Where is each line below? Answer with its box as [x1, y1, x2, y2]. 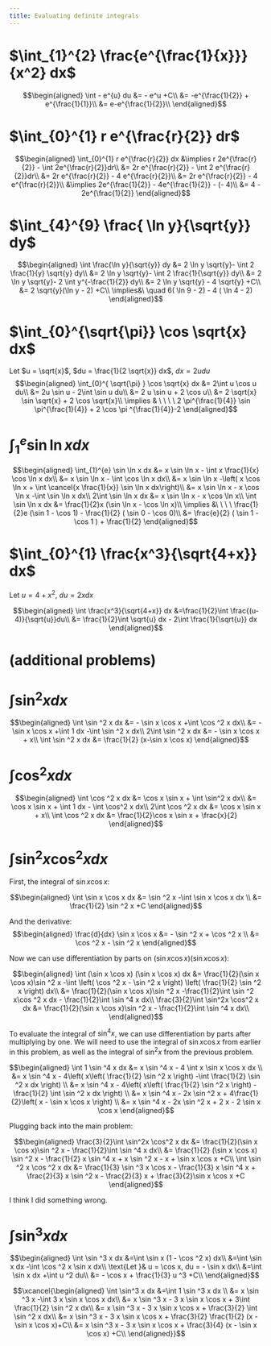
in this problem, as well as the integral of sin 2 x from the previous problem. [9, 1045, 254, 1057]
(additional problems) [9, 651, 156, 670]
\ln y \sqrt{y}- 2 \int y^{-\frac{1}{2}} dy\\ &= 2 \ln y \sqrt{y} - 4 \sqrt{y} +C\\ [11, 277, 261, 287]
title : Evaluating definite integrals [9, 11, 139, 20]
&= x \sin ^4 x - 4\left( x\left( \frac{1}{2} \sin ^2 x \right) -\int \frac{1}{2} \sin [11, 1071, 261, 1081]
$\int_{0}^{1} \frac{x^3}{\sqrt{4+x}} [9, 545, 258, 563]
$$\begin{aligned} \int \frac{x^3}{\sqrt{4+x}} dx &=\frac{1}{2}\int [12, 605, 228, 615]
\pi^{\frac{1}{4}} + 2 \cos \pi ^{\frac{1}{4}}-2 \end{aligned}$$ [34, 405, 238, 414]
